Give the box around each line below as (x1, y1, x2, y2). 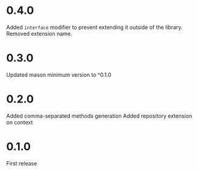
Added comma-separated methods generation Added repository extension (6, 112, 193, 119)
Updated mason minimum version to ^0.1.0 (6, 71, 112, 78)
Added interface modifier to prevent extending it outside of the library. (6, 24, 183, 31)
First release (6, 159, 37, 167)
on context (6, 118, 33, 126)
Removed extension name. (6, 30, 72, 37)
